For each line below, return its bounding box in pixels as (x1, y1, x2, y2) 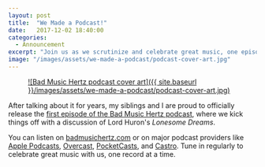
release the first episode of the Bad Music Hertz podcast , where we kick (8, 109, 244, 118)
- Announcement (15, 41, 65, 49)
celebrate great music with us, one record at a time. (8, 149, 176, 158)
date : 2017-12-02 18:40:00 (8, 26, 104, 34)
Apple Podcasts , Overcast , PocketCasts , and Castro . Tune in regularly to (8, 141, 244, 150)
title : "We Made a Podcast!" (8, 19, 108, 27)
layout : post (8, 11, 51, 20)
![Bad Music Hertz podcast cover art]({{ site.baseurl (28, 76, 197, 87)
